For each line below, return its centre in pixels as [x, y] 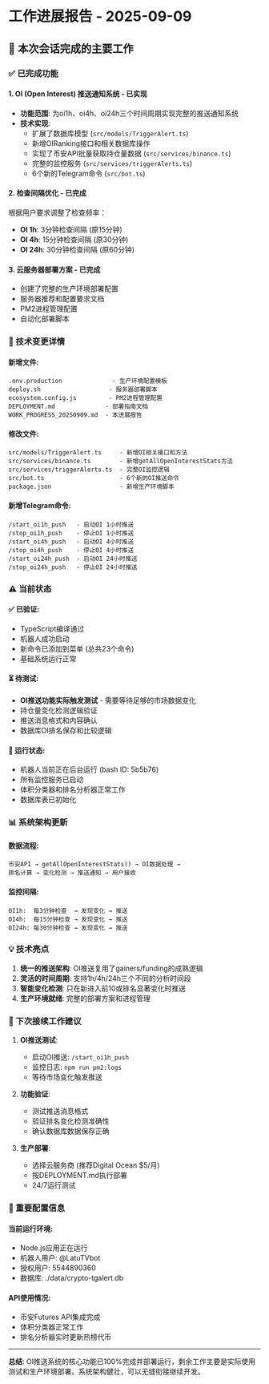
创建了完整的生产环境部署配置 [69, 289]
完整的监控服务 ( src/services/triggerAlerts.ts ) [112, 163]
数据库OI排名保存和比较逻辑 [66, 730]
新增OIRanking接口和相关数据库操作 [91, 143]
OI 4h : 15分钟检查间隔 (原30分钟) [74, 239]
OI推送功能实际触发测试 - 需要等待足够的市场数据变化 [108, 700]
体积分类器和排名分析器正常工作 [72, 789]
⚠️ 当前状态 [30, 588]
